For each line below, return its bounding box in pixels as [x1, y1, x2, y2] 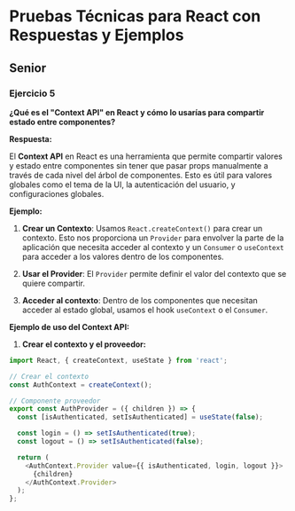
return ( [17, 452, 50, 462]
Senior [9, 60, 47, 75]
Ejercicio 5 [9, 87, 56, 99]
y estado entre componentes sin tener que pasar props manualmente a [9, 160, 268, 170]
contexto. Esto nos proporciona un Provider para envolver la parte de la [21, 232, 284, 243]
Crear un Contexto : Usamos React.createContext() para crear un [21, 223, 263, 233]
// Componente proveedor [9, 397, 101, 405]
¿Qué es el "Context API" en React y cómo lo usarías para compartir [9, 106, 265, 117]
